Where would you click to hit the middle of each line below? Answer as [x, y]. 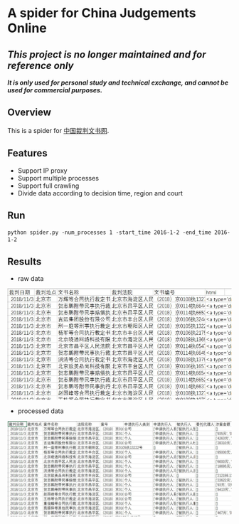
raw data [31, 279]
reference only [41, 65]
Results [25, 261]
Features [27, 153]
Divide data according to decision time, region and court [100, 193]
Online [27, 28]
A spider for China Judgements [102, 13]
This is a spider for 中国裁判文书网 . [58, 130]
